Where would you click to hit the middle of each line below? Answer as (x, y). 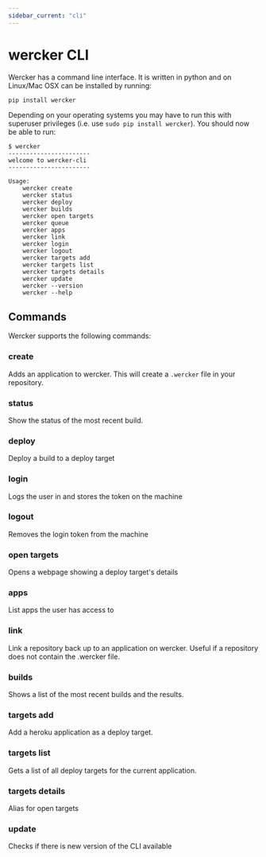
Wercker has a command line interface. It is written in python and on (120, 77)
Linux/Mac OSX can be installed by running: (80, 85)
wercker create (48, 188)
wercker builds (48, 209)
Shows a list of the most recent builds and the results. (96, 695)
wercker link (44, 237)
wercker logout (48, 251)
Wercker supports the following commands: (80, 336)
